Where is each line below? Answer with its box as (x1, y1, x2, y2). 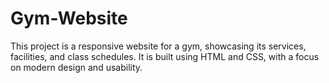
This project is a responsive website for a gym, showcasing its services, (10, 40, 307, 52)
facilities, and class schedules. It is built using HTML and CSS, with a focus (10, 50, 320, 62)
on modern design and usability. (10, 61, 143, 73)
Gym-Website (10, 7, 128, 30)
